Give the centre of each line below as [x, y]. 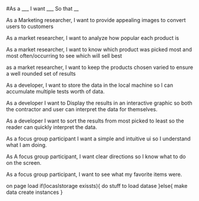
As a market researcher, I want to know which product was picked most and [99, 49]
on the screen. [24, 163]
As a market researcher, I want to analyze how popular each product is [93, 38]
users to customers [30, 26]
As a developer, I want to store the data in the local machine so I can [90, 85]
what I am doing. [27, 145]
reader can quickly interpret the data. [52, 127]
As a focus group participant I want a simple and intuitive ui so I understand [99, 139]
